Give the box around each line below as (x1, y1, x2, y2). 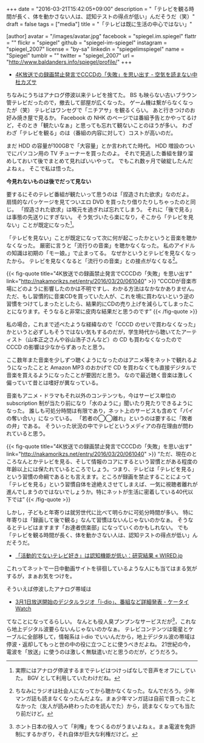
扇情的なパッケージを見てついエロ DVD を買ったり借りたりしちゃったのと (6, 198, 191, 205)
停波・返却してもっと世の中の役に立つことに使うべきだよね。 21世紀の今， (6, 640, 194, 648)
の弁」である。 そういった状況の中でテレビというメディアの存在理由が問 (6, 422, 188, 429)
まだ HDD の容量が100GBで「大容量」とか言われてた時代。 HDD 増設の (6, 142, 185, 149)
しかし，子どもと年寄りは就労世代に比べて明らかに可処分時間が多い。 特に (6, 509, 194, 516)
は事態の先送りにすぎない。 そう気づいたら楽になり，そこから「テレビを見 (6, 213, 194, 220)
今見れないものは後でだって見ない (6, 178, 92, 185)
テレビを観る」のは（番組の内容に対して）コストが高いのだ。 (22, 129, 177, 136)
